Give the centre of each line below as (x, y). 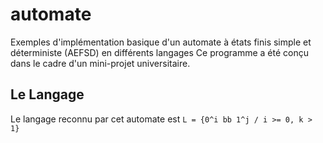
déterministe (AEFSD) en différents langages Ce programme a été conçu (159, 52)
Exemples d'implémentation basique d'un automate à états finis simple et (161, 42)
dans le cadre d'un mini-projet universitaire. (100, 63)
